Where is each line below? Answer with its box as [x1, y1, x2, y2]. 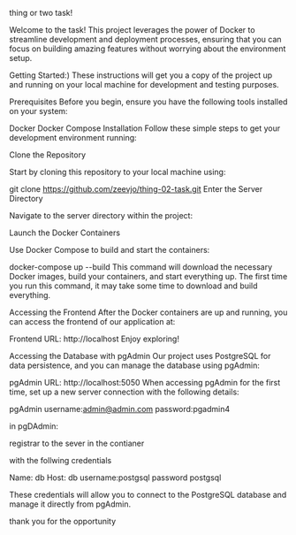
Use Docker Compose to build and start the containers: [9, 245, 210, 255]
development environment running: [9, 133, 137, 142]
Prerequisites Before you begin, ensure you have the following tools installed [9, 96, 288, 107]
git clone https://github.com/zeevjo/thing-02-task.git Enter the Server [9, 184, 263, 194]
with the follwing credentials [9, 455, 112, 465]
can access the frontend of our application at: [9, 317, 176, 326]
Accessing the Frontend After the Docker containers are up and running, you [9, 307, 288, 317]
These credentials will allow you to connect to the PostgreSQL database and [9, 490, 287, 500]
